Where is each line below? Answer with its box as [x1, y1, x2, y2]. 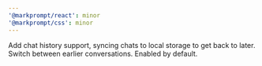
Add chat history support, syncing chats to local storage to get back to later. [8, 40, 256, 49]
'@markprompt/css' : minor [8, 19, 93, 27]
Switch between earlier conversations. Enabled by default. [8, 49, 198, 58]
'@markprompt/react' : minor [8, 11, 101, 20]
